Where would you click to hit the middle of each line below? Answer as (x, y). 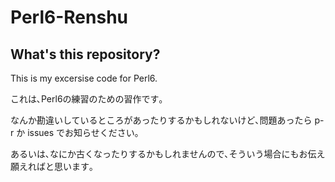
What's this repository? (85, 54)
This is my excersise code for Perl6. (84, 78)
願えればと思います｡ (52, 166)
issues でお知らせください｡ (83, 132)
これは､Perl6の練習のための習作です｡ (87, 99)
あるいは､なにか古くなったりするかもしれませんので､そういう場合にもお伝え (168, 154)
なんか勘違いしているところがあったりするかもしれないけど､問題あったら (161, 120)
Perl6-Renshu (69, 17)
